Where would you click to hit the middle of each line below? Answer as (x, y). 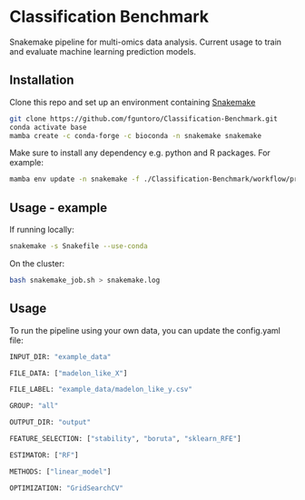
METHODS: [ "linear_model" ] (60, 471)
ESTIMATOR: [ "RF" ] (44, 455)
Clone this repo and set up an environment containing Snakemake (133, 102)
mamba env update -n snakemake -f (75, 179)
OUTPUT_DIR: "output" (50, 423)
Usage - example (58, 208)
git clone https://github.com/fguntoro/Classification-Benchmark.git (144, 119)
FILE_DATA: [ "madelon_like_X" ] (69, 373)
